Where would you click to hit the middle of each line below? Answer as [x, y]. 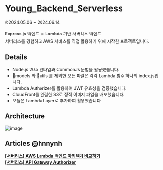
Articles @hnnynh [34, 143]
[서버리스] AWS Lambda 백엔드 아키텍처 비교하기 [53, 156]
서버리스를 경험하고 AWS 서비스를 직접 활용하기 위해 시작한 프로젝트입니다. [77, 41]
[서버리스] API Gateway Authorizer [41, 162]
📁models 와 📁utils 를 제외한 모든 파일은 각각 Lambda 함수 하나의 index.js [83, 76]
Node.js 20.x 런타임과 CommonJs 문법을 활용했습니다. [66, 69]
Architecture [25, 116]
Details [16, 57]
